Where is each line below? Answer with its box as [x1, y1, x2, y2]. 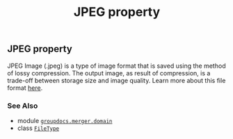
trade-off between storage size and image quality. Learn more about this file [7, 76, 226, 84]
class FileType [17, 124, 60, 132]
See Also [7, 101, 38, 111]
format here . [7, 84, 43, 92]
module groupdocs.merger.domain [17, 116, 113, 124]
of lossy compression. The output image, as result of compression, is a [7, 68, 211, 77]
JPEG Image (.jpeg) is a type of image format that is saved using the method [7, 62, 226, 70]
